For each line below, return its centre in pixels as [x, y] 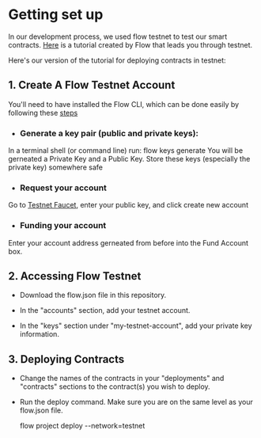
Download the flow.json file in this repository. [93, 295]
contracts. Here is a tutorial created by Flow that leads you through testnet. [130, 44]
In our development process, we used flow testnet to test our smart [118, 36]
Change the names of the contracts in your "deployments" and [122, 379]
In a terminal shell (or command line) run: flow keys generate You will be [126, 150]
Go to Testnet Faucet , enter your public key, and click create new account [129, 205]
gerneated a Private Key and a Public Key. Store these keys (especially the [129, 159]
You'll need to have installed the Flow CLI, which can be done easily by [124, 104]
